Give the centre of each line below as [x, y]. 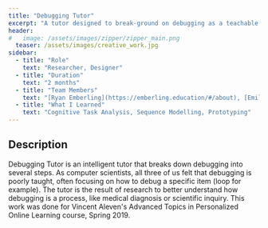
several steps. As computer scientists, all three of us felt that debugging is [130, 172]
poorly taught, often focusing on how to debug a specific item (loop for [125, 181]
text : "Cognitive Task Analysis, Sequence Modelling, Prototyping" [137, 113]
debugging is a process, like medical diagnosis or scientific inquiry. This [126, 198]
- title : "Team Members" [57, 90]
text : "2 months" [51, 82]
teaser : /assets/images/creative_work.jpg [87, 46]
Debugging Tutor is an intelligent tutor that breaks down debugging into [126, 164]
